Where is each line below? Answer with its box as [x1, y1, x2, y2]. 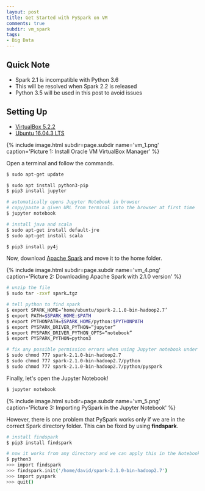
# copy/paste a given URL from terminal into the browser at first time [6, 205, 195, 211]
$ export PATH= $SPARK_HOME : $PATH [6, 312, 92, 319]
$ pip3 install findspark [6, 440, 72, 446]
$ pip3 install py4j [6, 243, 59, 250]
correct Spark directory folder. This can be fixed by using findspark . [6, 422, 179, 429]
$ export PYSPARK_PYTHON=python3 [6, 335, 92, 342]
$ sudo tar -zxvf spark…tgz [6, 290, 78, 296]
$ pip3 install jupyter [6, 188, 67, 194]
